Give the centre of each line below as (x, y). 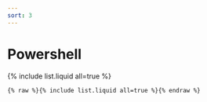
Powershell (45, 54)
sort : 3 (20, 15)
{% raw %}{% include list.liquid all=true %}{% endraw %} (104, 90)
